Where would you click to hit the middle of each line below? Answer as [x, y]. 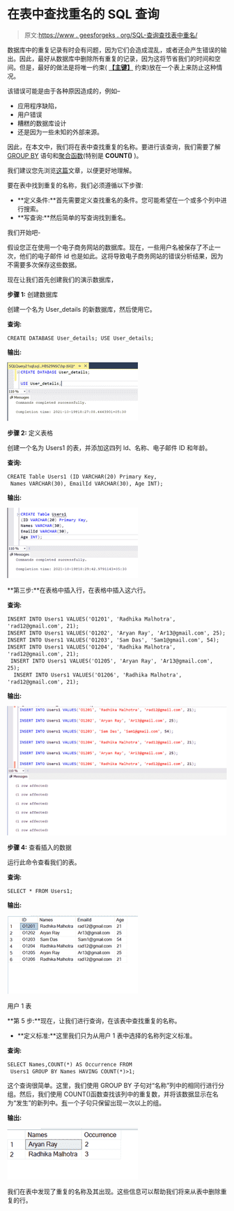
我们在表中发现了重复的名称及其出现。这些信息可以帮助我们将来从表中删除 [114, 1191]
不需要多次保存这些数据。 [44, 264]
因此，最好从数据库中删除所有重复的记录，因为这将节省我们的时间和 [117, 58]
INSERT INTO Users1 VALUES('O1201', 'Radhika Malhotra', [92, 619]
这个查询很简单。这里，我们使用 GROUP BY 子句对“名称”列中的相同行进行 [113, 1086]
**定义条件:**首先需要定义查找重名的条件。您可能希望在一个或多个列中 [119, 200]
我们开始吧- [24, 232]
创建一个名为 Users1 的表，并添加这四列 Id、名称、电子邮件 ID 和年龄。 [109, 447]
